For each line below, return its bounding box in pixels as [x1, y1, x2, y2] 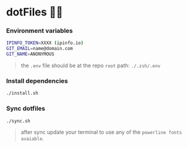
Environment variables [6, 27, 73, 35]
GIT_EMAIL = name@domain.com [6, 46, 73, 52]
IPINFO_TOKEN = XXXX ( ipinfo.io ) [6, 40, 84, 46]
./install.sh [6, 90, 39, 96]
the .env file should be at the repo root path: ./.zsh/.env [20, 62, 161, 69]
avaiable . [20, 135, 45, 142]
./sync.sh [6, 118, 31, 124]
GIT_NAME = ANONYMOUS [6, 51, 55, 57]
